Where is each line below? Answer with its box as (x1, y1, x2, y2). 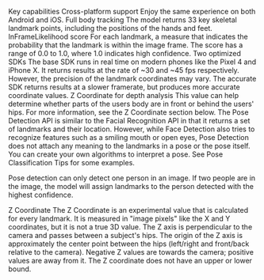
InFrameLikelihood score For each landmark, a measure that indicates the (8, 32, 248, 41)
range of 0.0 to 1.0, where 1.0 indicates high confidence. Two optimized (8, 49, 242, 58)
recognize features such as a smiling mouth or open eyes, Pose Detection (8, 133, 250, 142)
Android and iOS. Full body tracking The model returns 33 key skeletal (8, 15, 238, 25)
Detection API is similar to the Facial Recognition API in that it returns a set (8, 116, 251, 125)
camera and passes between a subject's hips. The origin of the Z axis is (8, 231, 243, 240)
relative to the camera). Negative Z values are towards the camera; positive (8, 248, 254, 256)
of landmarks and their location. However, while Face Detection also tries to (8, 124, 255, 134)
